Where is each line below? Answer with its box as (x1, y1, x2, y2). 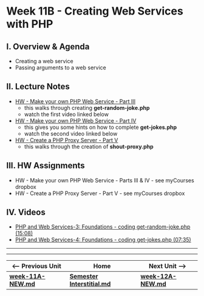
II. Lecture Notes (6, 81, 70, 92)
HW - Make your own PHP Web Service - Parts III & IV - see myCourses (15, 176, 194, 184)
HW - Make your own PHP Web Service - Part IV (15, 117, 137, 124)
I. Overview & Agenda (6, 41, 90, 52)
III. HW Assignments (6, 160, 85, 171)
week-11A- (9, 272, 46, 281)
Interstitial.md (69, 280, 111, 288)
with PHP (6, 17, 53, 31)
